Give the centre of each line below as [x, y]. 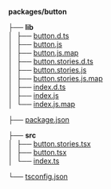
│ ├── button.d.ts [39, 36]
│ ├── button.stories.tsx [50, 144]
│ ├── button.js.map [44, 53]
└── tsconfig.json [38, 177]
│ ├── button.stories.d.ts [51, 61]
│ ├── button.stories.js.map [56, 78]
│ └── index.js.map [42, 104]
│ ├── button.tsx [38, 152]
